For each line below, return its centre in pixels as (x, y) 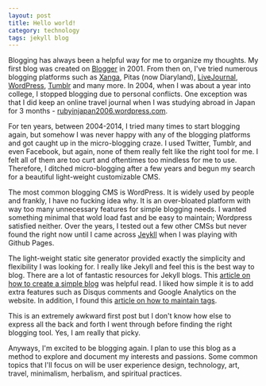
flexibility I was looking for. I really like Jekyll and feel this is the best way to (131, 267)
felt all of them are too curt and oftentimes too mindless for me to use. (123, 160)
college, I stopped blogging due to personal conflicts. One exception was (128, 94)
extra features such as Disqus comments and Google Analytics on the (122, 292)
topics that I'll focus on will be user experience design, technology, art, (124, 365)
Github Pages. (31, 243)
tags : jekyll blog (39, 38)
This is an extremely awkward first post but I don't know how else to (120, 316)
